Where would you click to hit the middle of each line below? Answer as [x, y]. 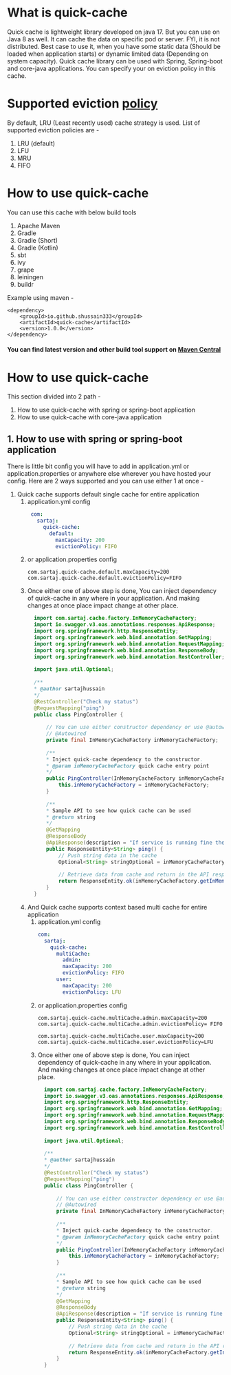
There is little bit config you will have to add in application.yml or [98, 466]
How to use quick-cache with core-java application [89, 417]
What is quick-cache [67, 13]
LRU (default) [36, 143]
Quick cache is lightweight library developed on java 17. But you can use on [113, 32]
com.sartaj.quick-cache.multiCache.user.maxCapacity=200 [121, 1036]
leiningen [30, 277]
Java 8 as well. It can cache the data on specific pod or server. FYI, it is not [113, 39]
